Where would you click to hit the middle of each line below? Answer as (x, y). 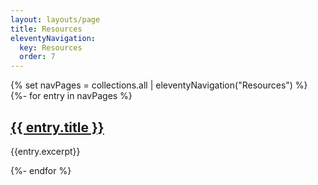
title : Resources (46, 29)
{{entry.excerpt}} (45, 151)
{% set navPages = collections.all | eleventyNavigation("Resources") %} (159, 85)
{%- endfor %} (41, 170)
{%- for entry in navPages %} (71, 96)
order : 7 (37, 57)
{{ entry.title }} (57, 127)
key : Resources (51, 47)
